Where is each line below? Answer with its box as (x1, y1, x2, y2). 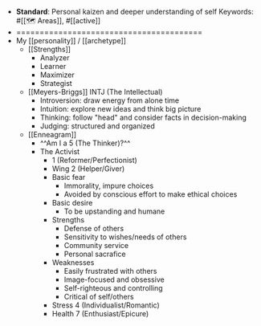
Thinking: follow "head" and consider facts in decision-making (39, 112, 247, 122)
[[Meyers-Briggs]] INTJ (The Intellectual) (27, 88, 163, 96)
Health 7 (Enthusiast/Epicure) (51, 309, 149, 318)
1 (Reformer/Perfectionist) (51, 156, 138, 165)
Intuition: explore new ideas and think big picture (39, 104, 202, 113)
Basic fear (51, 173, 86, 181)
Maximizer (39, 70, 75, 79)
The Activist (39, 147, 80, 156)
